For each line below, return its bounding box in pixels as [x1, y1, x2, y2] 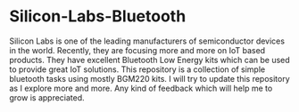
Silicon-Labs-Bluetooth [9, 6, 187, 27]
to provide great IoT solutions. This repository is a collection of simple [9, 64, 266, 75]
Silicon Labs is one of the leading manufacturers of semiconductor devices [9, 36, 286, 46]
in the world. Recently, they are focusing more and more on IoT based [9, 44, 266, 55]
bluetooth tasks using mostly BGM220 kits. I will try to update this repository [9, 73, 290, 84]
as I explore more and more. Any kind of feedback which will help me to [9, 83, 273, 93]
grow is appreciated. [9, 92, 85, 103]
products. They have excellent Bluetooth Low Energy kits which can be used [9, 54, 290, 65]
